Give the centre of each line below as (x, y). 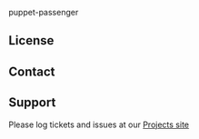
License (31, 40)
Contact (32, 71)
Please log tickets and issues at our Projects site (99, 124)
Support (32, 103)
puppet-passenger (44, 12)
